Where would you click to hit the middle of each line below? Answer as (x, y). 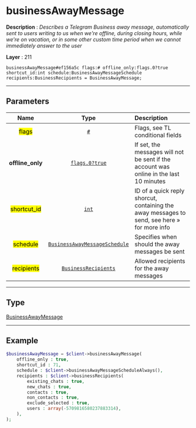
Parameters (28, 102)
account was (152, 166)
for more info (152, 227)
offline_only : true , (43, 359)
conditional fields (158, 135)
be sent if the (153, 159)
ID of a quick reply (160, 190)
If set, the (147, 145)
